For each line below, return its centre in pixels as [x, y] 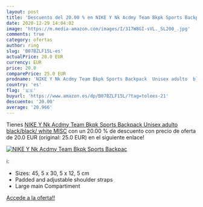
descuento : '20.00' [31, 101]
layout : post [23, 12]
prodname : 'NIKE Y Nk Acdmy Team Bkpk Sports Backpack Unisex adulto [97, 79]
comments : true [25, 34]
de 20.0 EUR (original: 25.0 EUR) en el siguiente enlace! [76, 137]
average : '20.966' [29, 107]
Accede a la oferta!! [31, 197]
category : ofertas [29, 40]
